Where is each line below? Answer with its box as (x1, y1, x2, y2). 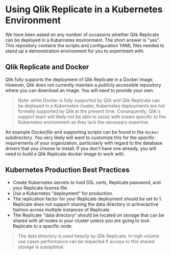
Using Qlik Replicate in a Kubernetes (5, 4, 163, 15)
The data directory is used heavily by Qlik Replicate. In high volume (17, 232, 159, 239)
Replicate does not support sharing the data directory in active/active (12, 201, 159, 207)
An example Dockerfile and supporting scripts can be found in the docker (5, 129, 159, 135)
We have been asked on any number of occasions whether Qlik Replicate (5, 31, 159, 37)
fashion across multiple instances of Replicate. (12, 206, 111, 212)
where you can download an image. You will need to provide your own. (5, 87, 155, 93)
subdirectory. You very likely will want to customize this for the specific (5, 134, 155, 141)
